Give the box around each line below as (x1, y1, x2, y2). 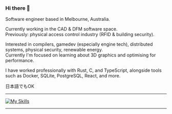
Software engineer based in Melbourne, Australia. (5, 16, 110, 22)
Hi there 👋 (5, 5, 31, 12)
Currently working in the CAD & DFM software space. (5, 26, 118, 32)
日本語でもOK (5, 83, 35, 90)
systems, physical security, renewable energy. (5, 47, 103, 53)
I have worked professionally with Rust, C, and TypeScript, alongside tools (5, 67, 162, 73)
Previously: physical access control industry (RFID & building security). (5, 32, 155, 38)
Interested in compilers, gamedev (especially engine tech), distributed (5, 41, 153, 47)
